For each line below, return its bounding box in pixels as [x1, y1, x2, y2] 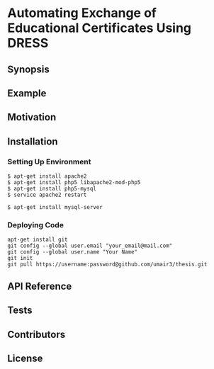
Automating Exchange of [7, 5, 157, 21]
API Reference [7, 280, 72, 292]
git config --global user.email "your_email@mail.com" [7, 242, 173, 249]
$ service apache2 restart [7, 191, 87, 199]
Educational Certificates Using [7, 20, 192, 36]
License [7, 352, 43, 364]
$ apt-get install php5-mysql [7, 186, 97, 193]
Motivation [7, 111, 57, 123]
